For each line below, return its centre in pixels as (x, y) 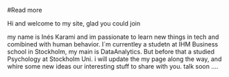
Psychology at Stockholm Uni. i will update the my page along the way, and (114, 59)
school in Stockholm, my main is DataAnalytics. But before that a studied (111, 52)
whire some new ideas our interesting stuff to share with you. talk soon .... (113, 66)
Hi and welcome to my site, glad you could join (74, 23)
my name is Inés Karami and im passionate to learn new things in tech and (113, 37)
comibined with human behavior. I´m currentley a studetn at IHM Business (113, 44)
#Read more (25, 10)
